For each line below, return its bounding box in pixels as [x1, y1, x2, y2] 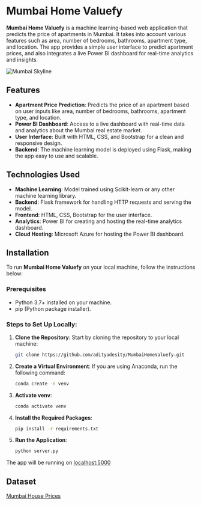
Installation [6, 248, 49, 258]
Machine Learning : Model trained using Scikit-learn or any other [14, 185, 175, 193]
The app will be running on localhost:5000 [6, 459, 111, 467]
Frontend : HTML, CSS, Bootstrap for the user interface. [14, 211, 152, 218]
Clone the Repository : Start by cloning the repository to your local [14, 334, 179, 341]
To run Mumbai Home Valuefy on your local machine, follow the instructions [6, 263, 196, 271]
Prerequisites [6, 285, 46, 293]
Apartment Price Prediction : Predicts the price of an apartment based [14, 101, 190, 108]
